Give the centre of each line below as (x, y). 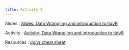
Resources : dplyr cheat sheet (35, 42)
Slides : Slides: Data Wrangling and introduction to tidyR (62, 23)
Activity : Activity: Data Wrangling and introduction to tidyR (64, 33)
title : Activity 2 (24, 9)
